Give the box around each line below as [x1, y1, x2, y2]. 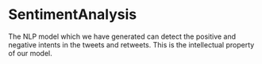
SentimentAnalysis [8, 6, 137, 24]
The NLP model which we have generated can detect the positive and [8, 32, 237, 41]
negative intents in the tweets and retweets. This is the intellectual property [8, 40, 255, 49]
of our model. [8, 48, 53, 58]
